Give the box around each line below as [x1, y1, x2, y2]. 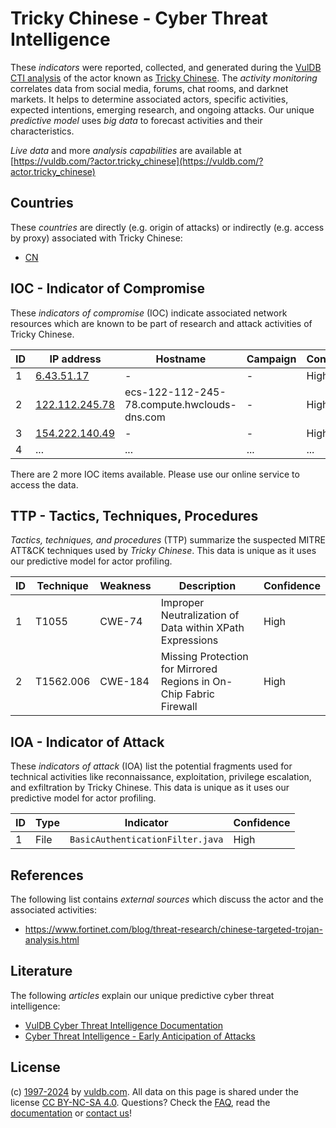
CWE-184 [99, 675, 150, 689]
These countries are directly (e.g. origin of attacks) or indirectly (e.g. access [10, 221, 325, 233]
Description [178, 579, 237, 593]
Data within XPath [160, 621, 245, 635]
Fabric [184, 687, 215, 701]
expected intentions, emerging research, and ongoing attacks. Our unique [10, 103, 315, 116]
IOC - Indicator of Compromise [10, 280, 205, 297]
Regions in [160, 675, 210, 689]
